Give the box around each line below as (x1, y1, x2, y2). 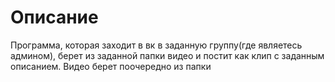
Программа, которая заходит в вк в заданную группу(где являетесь (10, 39, 303, 51)
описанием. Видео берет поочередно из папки (10, 60, 212, 72)
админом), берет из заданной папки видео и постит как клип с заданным (10, 49, 325, 61)
